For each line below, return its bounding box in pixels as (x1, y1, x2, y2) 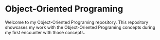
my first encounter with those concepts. (5, 29, 85, 35)
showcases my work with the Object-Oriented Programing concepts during (5, 24, 156, 30)
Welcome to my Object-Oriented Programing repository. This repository (5, 19, 148, 25)
